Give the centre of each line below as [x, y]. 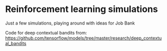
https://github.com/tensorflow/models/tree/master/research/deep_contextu [83, 38]
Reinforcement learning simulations [82, 9]
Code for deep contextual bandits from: [46, 32]
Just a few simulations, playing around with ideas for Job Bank [70, 23]
